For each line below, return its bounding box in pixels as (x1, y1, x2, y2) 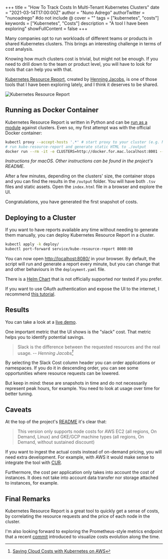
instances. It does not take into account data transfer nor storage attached (5, 475, 158, 481)
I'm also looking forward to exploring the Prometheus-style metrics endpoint (5, 528, 162, 534)
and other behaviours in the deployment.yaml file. (5, 266, 106, 272)
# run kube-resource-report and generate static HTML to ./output (5, 144, 146, 149)
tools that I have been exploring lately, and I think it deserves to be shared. (5, 81, 158, 87)
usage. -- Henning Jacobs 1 (17, 349, 73, 356)
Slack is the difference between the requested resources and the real (17, 344, 160, 350)
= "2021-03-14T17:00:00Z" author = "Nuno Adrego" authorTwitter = (5, 10, 145, 16)
